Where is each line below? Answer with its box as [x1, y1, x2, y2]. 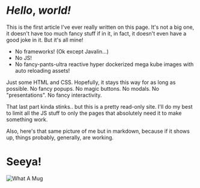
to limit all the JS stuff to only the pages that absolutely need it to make [6, 109, 182, 117]
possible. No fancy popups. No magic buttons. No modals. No [6, 85, 159, 92]
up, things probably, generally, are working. [6, 133, 114, 141]
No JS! [14, 54, 32, 61]
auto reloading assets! [14, 67, 70, 74]
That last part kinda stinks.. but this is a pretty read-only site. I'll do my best [6, 103, 193, 110]
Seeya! [6, 155, 42, 169]
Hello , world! [6, 4, 71, 17]
